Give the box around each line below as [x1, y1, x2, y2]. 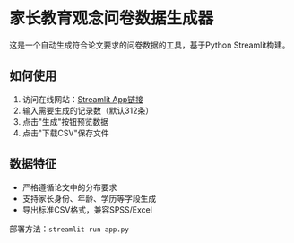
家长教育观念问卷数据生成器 [9, 8, 214, 29]
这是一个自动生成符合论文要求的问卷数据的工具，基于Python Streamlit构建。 [9, 39, 290, 50]
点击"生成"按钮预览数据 [22, 116, 109, 126]
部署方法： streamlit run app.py [9, 223, 130, 234]
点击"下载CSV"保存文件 [22, 127, 109, 138]
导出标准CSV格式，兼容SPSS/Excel [22, 204, 152, 215]
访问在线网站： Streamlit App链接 [22, 93, 143, 104]
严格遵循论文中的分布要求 [22, 181, 117, 193]
